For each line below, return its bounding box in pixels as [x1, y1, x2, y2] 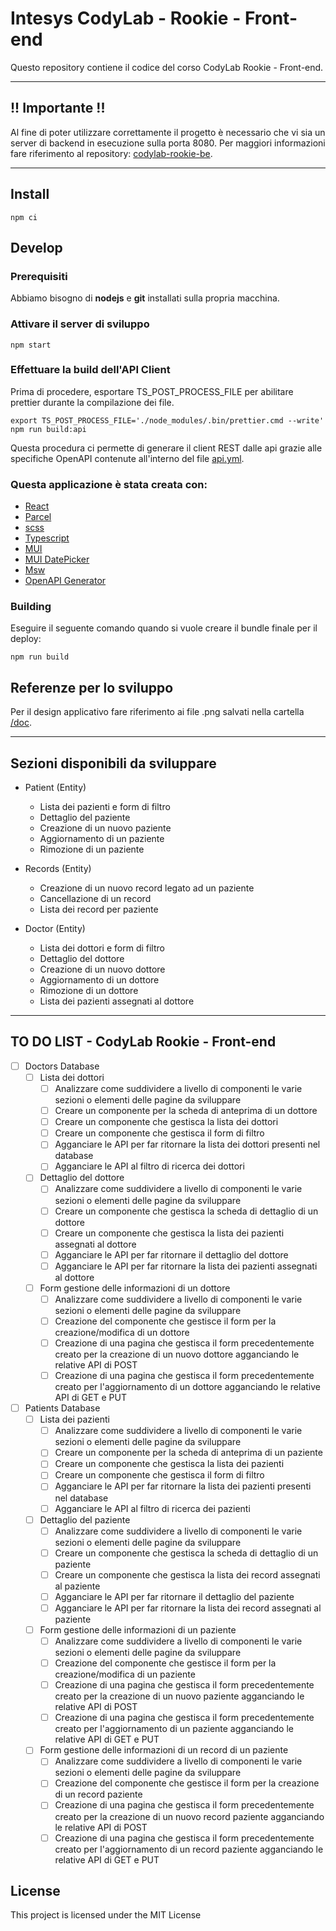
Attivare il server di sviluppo [10, 317, 150, 331]
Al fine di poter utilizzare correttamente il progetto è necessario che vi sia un [10, 126, 326, 138]
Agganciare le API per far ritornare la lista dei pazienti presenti [54, 1480, 312, 1492]
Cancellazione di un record [39, 893, 152, 905]
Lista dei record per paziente [39, 903, 159, 916]
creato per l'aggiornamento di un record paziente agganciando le [54, 1843, 324, 1855]
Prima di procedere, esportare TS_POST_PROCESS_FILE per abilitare [10, 385, 294, 397]
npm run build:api [10, 424, 87, 434]
